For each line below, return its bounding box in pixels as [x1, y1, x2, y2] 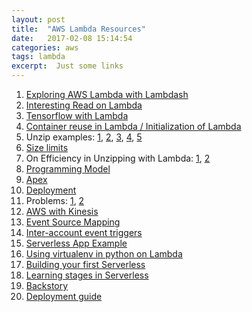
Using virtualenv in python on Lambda [25, 248, 183, 260]
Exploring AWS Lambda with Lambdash [25, 89, 189, 100]
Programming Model [25, 163, 111, 175]
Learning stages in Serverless [25, 269, 149, 281]
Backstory [25, 280, 69, 291]
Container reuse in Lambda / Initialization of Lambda [25, 121, 242, 132]
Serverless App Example [25, 237, 128, 249]
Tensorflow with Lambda [25, 110, 129, 121]
